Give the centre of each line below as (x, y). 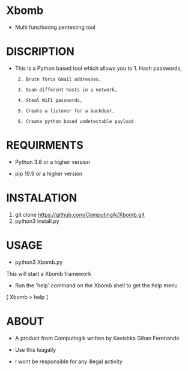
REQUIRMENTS (45, 145)
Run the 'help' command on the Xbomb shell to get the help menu (96, 285)
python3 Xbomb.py (39, 262)
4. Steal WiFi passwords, (50, 100)
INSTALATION (42, 198)
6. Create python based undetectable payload (76, 121)
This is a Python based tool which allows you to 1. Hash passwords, (98, 68)
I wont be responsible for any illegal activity (69, 361)
